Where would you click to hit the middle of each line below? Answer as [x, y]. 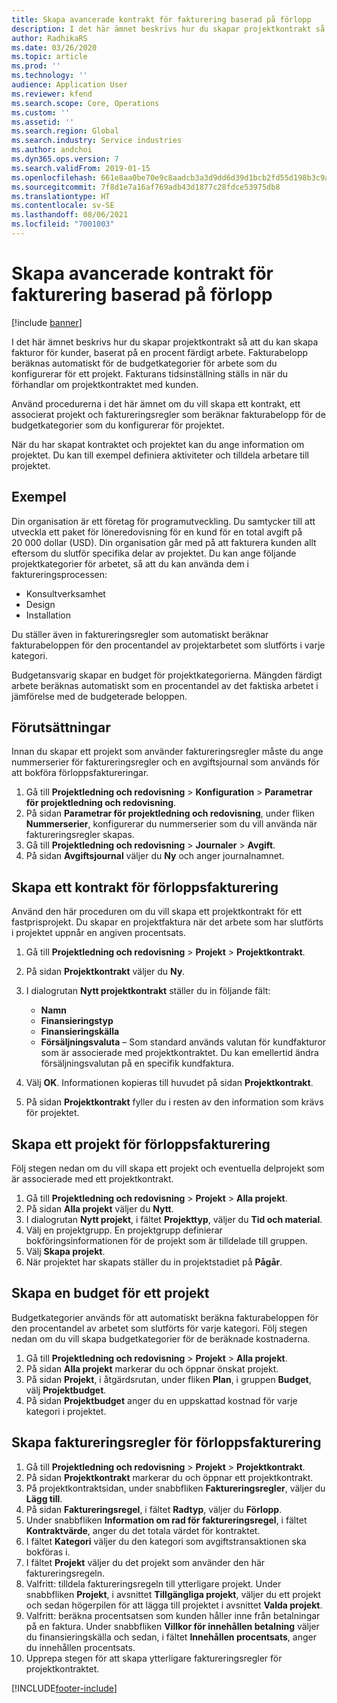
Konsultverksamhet [65, 593]
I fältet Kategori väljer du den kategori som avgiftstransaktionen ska [166, 1541]
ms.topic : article [49, 57]
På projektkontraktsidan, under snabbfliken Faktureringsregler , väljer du [175, 1488]
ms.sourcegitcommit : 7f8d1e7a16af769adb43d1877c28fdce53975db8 [146, 187]
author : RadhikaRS [49, 38]
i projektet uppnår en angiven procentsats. [98, 933]
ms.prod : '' [36, 66]
